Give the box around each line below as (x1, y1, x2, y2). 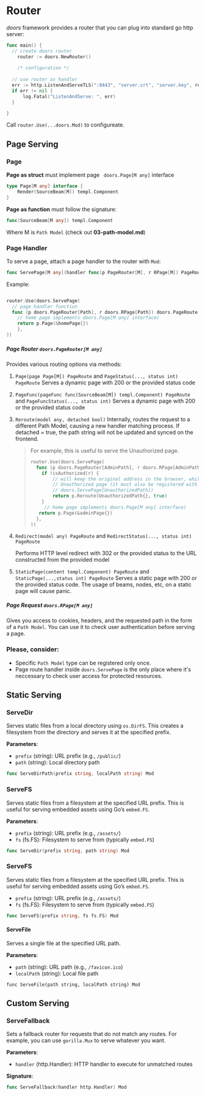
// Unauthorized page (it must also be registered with (52, 482, 198, 488)
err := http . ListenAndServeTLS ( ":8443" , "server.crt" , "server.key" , (12, 82, 192, 89)
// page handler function (12, 304, 78, 310)
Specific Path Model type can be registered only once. (15, 659, 151, 666)
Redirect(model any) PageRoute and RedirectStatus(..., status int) (15, 532, 192, 540)
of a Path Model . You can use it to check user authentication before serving (6, 624, 195, 631)
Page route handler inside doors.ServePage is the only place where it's (15, 665, 191, 673)
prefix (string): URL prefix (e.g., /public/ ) (15, 752, 121, 759)
